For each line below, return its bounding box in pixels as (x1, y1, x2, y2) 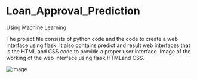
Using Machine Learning (6, 24, 67, 31)
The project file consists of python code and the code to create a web (6, 35, 178, 42)
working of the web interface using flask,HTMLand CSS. (6, 54, 145, 61)
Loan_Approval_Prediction (6, 4, 140, 18)
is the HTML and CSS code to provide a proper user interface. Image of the (6, 48, 191, 55)
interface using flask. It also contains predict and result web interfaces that (6, 42, 190, 49)
